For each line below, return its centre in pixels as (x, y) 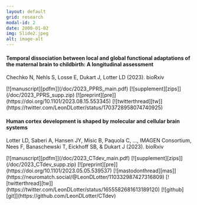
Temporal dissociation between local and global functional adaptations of (98, 58)
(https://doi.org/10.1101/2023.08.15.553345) (58, 102)
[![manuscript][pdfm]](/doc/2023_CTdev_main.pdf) (68, 158)
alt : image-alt (25, 39)
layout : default (26, 12)
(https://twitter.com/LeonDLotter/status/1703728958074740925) (85, 108)
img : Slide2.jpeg (27, 34)
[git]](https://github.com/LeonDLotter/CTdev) (61, 196)
